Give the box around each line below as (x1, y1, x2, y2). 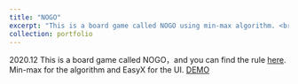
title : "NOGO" (9, 12, 62, 22)
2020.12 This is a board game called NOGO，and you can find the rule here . (9, 55, 286, 65)
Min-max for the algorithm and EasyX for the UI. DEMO (9, 65, 210, 75)
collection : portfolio (9, 29, 93, 38)
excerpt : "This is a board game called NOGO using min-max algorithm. (9, 21, 276, 30)
